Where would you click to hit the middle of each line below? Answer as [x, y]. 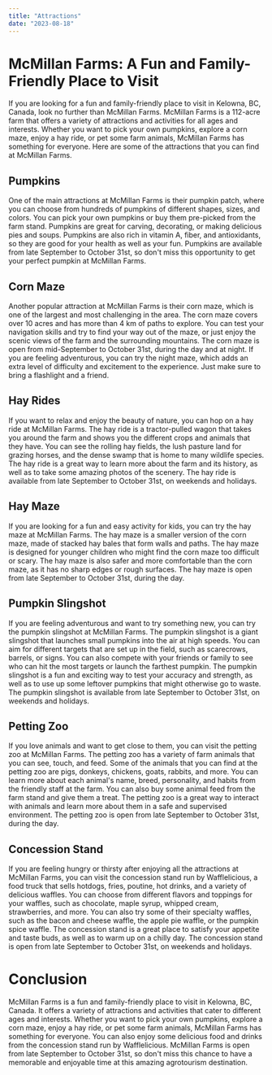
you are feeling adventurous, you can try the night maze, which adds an [129, 358]
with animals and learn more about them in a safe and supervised [118, 807]
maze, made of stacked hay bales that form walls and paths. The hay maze [134, 543]
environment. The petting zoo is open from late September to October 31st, [134, 815]
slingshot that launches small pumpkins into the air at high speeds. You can [134, 640]
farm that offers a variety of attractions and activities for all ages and [123, 121]
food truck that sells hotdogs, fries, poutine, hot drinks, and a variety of [128, 886]
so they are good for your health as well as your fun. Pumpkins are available [135, 244]
